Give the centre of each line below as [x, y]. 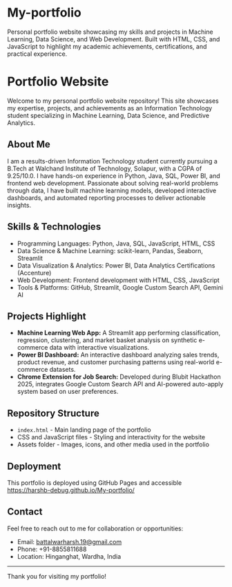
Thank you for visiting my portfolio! [57, 576]
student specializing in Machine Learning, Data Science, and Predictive [108, 115]
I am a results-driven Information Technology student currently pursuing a [112, 161]
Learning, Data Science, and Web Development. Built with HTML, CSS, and [114, 39]
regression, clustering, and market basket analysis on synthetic [107, 340]
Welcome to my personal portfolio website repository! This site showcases [113, 101]
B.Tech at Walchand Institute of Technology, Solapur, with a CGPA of [105, 168]
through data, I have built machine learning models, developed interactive [112, 190]
